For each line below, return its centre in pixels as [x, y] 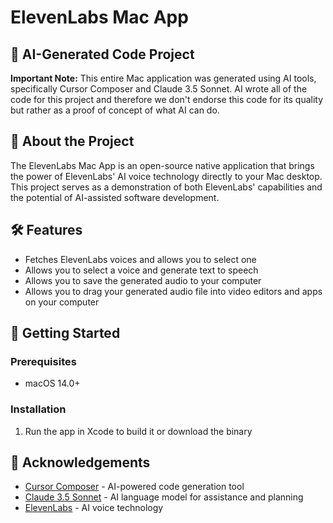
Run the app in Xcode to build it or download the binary [138, 431]
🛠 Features [46, 230]
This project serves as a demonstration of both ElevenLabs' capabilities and [166, 187]
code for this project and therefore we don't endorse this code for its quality [167, 99]
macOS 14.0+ [52, 383]
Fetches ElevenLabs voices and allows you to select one [140, 259]
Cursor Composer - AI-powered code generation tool [134, 487]
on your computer [62, 302]
